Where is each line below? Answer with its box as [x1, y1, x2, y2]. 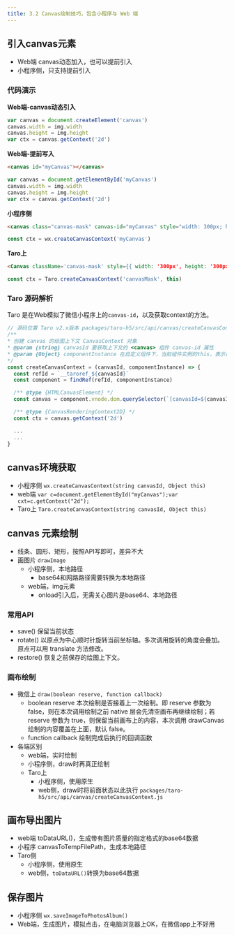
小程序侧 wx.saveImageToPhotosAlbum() [17, 911, 129, 920]
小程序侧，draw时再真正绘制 [27, 759, 110, 768]
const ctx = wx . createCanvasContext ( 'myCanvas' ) [7, 235, 151, 243]
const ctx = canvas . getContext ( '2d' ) [13, 415, 123, 422]
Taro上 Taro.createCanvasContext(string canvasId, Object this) [17, 505, 207, 513]
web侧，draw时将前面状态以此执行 [38, 786, 139, 794]
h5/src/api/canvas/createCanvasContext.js [38, 793, 164, 800]
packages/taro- [139, 787, 184, 794]
